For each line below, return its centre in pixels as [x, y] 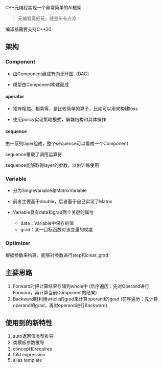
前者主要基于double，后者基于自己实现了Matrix [62, 202]
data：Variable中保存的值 [47, 223]
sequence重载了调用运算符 [34, 155]
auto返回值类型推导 [33, 336]
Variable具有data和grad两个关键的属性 [53, 212]
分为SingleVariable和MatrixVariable [50, 190]
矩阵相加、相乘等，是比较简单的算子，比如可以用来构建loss [75, 109]
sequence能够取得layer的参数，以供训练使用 [52, 165]
